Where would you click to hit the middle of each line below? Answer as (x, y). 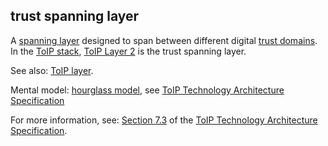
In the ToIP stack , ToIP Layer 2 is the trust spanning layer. (128, 51)
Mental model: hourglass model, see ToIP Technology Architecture (147, 90)
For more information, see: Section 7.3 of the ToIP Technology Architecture (164, 120)
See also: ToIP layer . (52, 70)
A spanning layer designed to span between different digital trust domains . (164, 40)
